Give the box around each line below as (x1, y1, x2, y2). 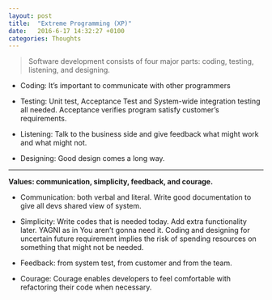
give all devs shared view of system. (19, 201, 142, 211)
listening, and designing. (28, 65, 111, 75)
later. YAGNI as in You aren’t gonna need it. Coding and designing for (19, 226, 250, 235)
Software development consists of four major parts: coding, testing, (28, 57, 254, 66)
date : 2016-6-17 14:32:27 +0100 (8, 27, 125, 35)
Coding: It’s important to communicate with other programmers (19, 81, 231, 91)
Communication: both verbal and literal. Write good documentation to (19, 192, 252, 202)
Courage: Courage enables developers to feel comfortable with (19, 274, 232, 284)
